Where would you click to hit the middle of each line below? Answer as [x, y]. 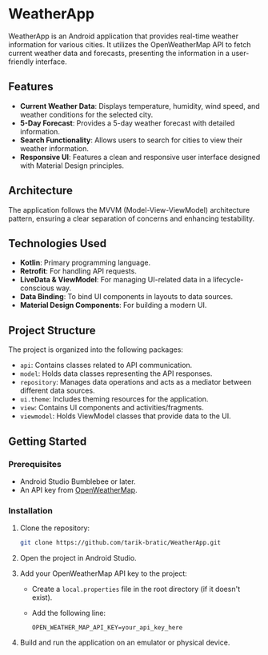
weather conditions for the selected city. [86, 114]
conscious [37, 288]
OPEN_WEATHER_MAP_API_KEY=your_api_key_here [107, 628]
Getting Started [48, 441]
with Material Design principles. [72, 166]
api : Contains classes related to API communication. [106, 365]
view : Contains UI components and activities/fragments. [112, 408]
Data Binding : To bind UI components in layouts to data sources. [126, 297]
